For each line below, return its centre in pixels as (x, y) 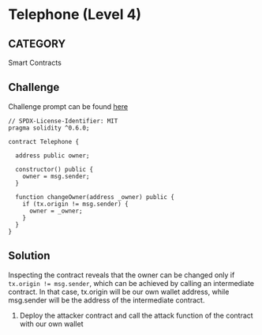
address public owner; (52, 156)
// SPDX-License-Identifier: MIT (63, 121)
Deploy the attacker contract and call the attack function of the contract (137, 315)
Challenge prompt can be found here (68, 106)
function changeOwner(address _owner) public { (95, 197)
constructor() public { (54, 169)
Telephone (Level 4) (75, 15)
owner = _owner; (56, 211)
